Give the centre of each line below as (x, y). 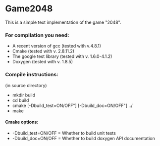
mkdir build (24, 95)
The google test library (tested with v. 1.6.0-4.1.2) (62, 56)
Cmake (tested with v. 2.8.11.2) (43, 51)
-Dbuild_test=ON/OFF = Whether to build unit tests (64, 133)
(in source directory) (26, 85)
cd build (21, 100)
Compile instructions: (32, 75)
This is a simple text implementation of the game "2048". (63, 22)
